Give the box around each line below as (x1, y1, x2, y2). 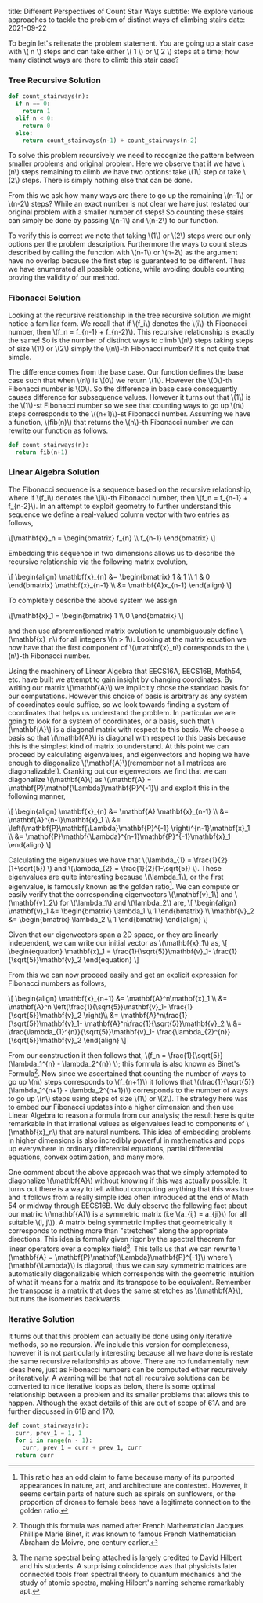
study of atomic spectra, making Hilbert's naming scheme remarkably (19, 1578, 245, 1587)
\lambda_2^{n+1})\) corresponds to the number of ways (69, 1085, 249, 1095)
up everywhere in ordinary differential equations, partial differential (8, 1144, 224, 1154)
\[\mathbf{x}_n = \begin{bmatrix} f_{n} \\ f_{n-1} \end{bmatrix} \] (8, 533, 216, 543)
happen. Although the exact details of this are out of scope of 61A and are (8, 1398, 247, 1408)
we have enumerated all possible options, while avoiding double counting (8, 265, 245, 274)
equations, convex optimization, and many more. (8, 1152, 165, 1162)
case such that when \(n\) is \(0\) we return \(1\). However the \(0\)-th (8, 375, 232, 385)
